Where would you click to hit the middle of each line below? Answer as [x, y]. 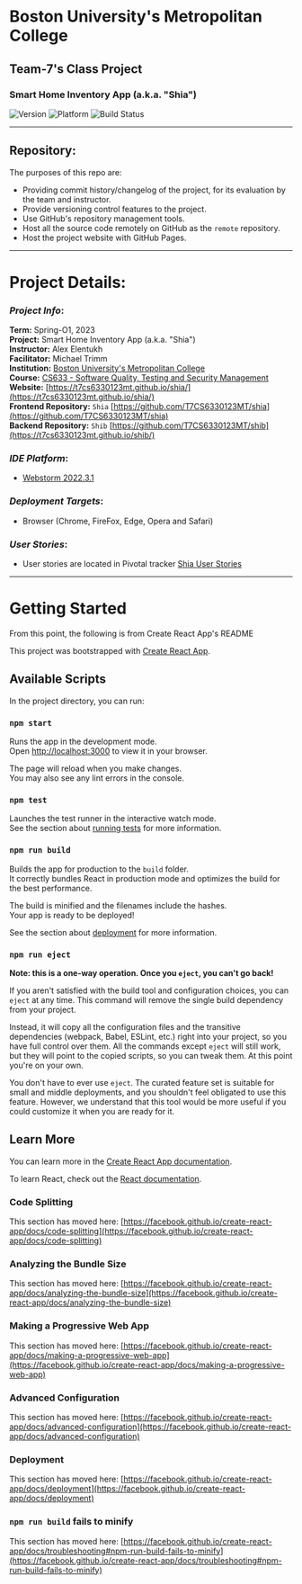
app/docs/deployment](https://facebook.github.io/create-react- [127, 1489]
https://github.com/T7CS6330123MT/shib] [191, 425]
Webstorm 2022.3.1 [58, 478]
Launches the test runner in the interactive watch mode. [113, 819]
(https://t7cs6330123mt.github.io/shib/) [82, 435]
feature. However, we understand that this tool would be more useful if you [148, 1102]
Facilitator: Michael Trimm [58, 359]
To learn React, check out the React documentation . [106, 1178]
